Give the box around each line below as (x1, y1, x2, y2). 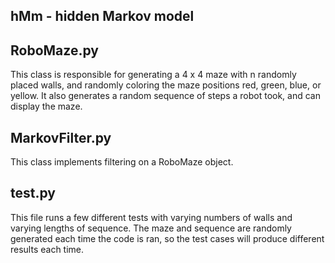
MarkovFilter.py (10, 129, 112, 146)
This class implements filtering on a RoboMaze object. (10, 156, 234, 168)
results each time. (10, 243, 85, 255)
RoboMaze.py (10, 42, 99, 59)
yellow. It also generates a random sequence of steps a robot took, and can (10, 90, 322, 102)
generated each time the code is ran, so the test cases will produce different (10, 232, 325, 244)
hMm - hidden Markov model (10, 8, 195, 25)
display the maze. (10, 100, 83, 113)
